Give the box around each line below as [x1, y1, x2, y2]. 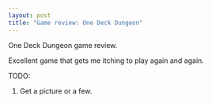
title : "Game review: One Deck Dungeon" [8, 19, 144, 27]
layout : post [8, 11, 51, 20]
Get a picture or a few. [19, 86, 93, 95]
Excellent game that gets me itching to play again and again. [8, 56, 204, 65]
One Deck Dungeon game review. [8, 40, 118, 50]
